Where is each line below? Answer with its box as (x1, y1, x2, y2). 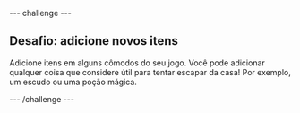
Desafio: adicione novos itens (9, 33, 179, 48)
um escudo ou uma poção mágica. (9, 76, 137, 87)
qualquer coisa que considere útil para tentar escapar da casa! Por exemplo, (9, 66, 291, 77)
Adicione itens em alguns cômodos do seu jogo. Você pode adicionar (9, 57, 266, 68)
